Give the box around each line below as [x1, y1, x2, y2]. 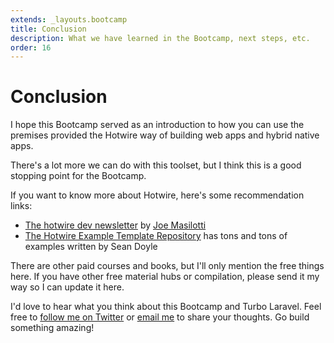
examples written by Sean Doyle [24, 241, 158, 253]
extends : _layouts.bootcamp [10, 14, 128, 25]
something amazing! [10, 322, 95, 334]
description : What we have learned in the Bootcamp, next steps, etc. [10, 33, 311, 43]
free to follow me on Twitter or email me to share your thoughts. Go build [10, 311, 310, 323]
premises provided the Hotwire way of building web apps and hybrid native [10, 129, 320, 141]
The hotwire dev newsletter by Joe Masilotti [24, 219, 207, 231]
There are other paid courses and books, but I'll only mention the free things [10, 260, 325, 272]
